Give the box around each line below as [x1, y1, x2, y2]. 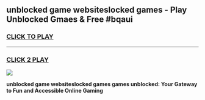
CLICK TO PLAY [6, 33, 54, 41]
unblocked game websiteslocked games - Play [6, 5, 187, 15]
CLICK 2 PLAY [6, 55, 49, 64]
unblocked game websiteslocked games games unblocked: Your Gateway [6, 80, 198, 87]
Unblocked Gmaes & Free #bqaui [6, 15, 133, 25]
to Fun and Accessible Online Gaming [6, 87, 104, 94]
